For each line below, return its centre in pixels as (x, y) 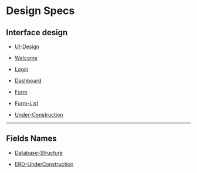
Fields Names (31, 139)
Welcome (26, 58)
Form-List (26, 103)
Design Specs (40, 11)
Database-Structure (39, 152)
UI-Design (27, 46)
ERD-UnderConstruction (44, 164)
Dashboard (28, 81)
